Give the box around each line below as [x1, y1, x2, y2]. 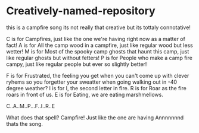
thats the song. [6, 120, 43, 127]
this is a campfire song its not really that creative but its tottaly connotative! [6, 24, 191, 31]
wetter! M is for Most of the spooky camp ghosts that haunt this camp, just [6, 47, 189, 55]
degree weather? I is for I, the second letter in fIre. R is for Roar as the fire [6, 84, 186, 91]
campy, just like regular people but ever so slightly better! [6, 61, 147, 68]
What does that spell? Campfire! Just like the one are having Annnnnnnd [6, 114, 184, 121]
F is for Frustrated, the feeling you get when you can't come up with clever [6, 72, 189, 79]
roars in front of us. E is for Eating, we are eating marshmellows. [6, 91, 164, 98]
